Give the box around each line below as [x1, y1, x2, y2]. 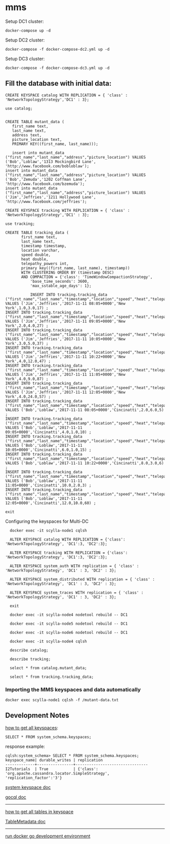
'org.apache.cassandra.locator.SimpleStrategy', [5, 771, 110, 776]
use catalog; [5, 106, 33, 111]
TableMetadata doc [5, 818, 46, 824]
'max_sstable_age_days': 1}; [30, 283, 92, 288]
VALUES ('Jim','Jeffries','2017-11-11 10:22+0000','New [5, 354, 125, 359]
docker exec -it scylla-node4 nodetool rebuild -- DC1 [10, 612, 128, 617]
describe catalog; [10, 647, 49, 653]
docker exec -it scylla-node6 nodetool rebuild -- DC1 [10, 630, 128, 635]
